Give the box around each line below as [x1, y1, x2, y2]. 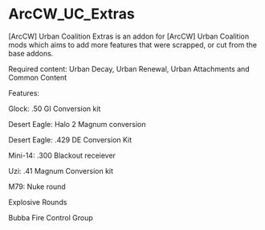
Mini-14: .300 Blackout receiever [8, 150, 116, 160]
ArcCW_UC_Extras [8, 5, 135, 23]
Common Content [8, 72, 67, 82]
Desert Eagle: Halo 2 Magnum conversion [8, 119, 146, 129]
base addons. [8, 48, 54, 58]
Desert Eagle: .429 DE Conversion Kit [8, 134, 132, 145]
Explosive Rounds [8, 197, 67, 207]
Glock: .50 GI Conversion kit [8, 104, 101, 113]
